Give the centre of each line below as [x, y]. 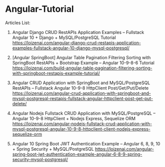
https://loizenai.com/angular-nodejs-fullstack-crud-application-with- [82, 124]
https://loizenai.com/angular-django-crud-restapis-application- [77, 42]
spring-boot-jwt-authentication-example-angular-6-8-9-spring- [77, 154]
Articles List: [18, 23]
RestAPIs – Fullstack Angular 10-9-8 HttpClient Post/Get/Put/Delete [80, 88]
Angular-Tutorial [39, 9]
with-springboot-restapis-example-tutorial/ [56, 73]
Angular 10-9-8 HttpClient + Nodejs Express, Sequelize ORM [74, 118]
